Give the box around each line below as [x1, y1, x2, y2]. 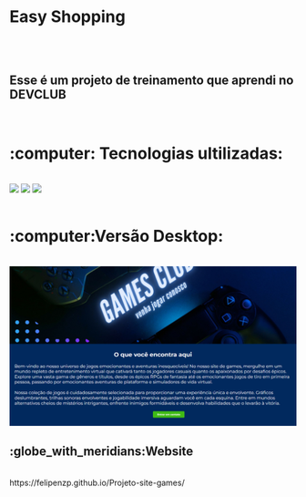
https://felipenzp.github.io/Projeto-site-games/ [9, 477, 185, 489]
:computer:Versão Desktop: [9, 225, 224, 246]
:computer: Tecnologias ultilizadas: [9, 143, 284, 163]
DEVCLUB [9, 87, 66, 102]
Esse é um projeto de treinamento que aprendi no [9, 73, 294, 88]
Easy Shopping [9, 6, 126, 27]
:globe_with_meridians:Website [9, 444, 194, 460]
